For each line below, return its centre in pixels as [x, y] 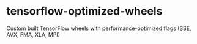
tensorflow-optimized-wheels [84, 11]
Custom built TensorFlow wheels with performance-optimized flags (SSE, [99, 28]
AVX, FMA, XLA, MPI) [33, 34]
